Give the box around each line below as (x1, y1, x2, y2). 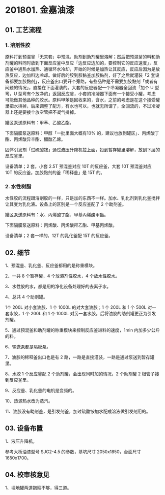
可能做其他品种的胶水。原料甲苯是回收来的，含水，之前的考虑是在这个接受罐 (5, 97, 160, 102)
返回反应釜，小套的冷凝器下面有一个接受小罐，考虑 (52, 91, 156, 97)
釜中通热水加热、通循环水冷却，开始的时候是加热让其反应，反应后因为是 (9, 66, 156, 72)
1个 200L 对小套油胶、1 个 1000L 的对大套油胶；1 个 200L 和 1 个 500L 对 (5, 304, 152, 310)
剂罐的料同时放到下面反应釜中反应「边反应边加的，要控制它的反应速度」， (5, 60, 154, 66)
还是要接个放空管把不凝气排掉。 (13, 109, 79, 115)
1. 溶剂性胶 (5, 41, 30, 48)
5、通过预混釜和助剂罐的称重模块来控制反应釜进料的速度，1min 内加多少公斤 (5, 327, 160, 333)
